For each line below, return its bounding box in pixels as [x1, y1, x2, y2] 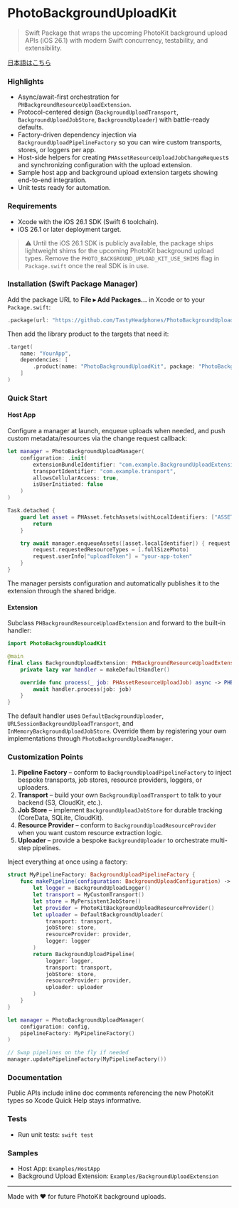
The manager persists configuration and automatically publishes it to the [7, 578, 220, 588]
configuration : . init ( [20, 454, 87, 462]
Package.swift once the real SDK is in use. [24, 261, 149, 270]
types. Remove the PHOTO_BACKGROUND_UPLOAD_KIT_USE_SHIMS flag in [24, 254, 220, 263]
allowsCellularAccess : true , [33, 475, 119, 482]
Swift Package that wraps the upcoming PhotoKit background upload [24, 28, 228, 37]
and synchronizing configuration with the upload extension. [17, 161, 192, 169]
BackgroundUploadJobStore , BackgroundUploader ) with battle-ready [17, 115, 210, 124]
